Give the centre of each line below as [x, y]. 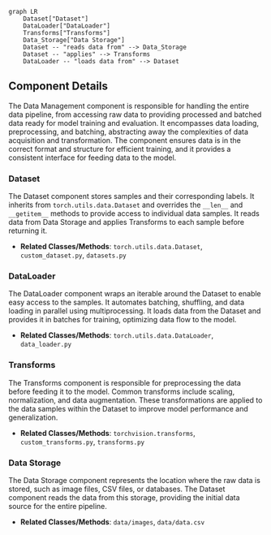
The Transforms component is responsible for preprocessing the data [125, 382]
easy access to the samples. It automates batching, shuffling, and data [127, 302]
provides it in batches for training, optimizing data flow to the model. [123, 320]
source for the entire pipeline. [58, 506]
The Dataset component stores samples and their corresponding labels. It [131, 196]
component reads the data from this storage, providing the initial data [125, 498]
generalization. [33, 417]
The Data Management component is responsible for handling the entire [129, 106]
